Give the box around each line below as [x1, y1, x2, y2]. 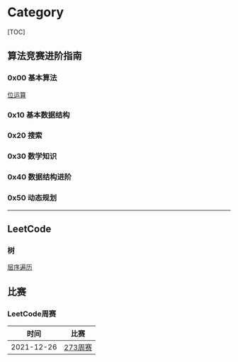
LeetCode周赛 [7, 309, 57, 319]
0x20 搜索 [7, 130, 42, 140]
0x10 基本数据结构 [7, 110, 70, 120]
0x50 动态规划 [7, 193, 57, 203]
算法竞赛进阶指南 [7, 50, 82, 62]
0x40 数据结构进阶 [7, 172, 72, 182]
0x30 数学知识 [7, 152, 57, 162]
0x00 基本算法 [7, 73, 57, 83]
